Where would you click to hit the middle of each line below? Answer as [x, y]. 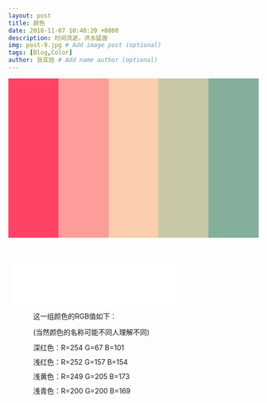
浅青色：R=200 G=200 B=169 [82, 391]
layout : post [30, 16]
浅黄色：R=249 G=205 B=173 [81, 377]
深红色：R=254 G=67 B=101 [79, 348]
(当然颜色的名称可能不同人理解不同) [91, 332]
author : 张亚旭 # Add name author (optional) [83, 61]
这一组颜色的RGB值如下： [75, 316]
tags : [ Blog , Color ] [41, 53]
